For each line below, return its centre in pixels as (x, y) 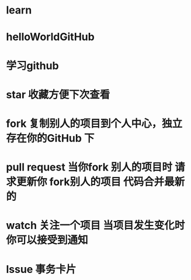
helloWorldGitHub (50, 37)
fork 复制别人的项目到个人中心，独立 (94, 123)
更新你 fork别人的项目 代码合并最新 (101, 182)
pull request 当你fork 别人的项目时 (89, 167)
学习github (33, 66)
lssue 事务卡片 (41, 269)
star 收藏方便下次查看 (58, 95)
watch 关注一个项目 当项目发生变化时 (95, 226)
